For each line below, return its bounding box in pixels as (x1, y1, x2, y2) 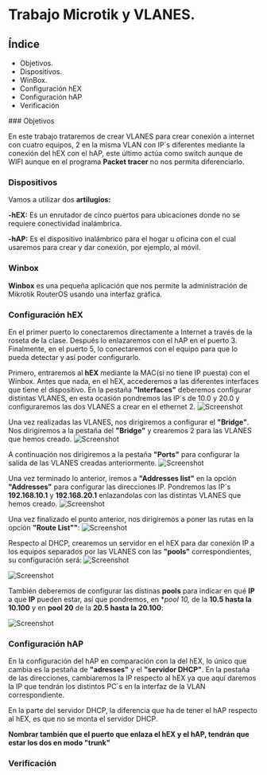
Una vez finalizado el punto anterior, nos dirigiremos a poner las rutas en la (8, 514, 254, 523)
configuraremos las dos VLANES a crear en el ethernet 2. (8, 401, 196, 411)
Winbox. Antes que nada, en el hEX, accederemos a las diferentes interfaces (8, 376, 259, 386)
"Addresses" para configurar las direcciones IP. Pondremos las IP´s (8, 482, 231, 491)
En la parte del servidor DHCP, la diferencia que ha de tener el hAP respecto (8, 706, 258, 715)
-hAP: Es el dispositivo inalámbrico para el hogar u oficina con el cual (8, 234, 237, 244)
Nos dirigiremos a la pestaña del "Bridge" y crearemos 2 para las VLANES (8, 425, 252, 435)
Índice (8, 37, 40, 51)
